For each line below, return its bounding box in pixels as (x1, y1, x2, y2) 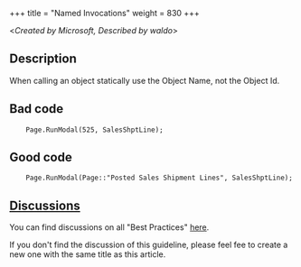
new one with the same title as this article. (9, 249, 166, 260)
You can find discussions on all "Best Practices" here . (9, 222, 210, 233)
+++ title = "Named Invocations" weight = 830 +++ (9, 8, 201, 18)
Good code (9, 150, 72, 165)
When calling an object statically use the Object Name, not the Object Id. (9, 75, 280, 86)
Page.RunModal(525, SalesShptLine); (25, 125, 165, 134)
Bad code (9, 101, 64, 116)
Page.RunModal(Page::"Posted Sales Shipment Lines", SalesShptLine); (25, 173, 294, 183)
